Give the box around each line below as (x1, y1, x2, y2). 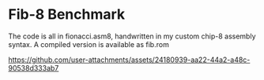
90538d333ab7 (8, 63, 59, 72)
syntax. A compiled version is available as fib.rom (8, 39, 170, 49)
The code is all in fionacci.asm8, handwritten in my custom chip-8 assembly (8, 31, 256, 41)
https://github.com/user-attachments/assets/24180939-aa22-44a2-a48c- (8, 55, 251, 64)
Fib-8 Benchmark (8, 5, 126, 24)
